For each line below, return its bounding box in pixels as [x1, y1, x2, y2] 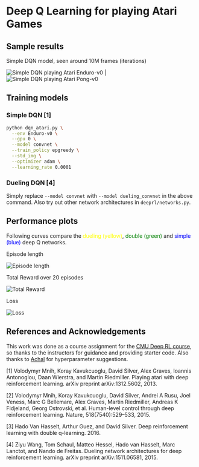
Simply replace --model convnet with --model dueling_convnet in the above [6, 192, 193, 199]
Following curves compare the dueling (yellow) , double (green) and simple [6, 232, 191, 240]
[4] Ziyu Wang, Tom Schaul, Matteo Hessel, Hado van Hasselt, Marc [6, 440, 175, 448]
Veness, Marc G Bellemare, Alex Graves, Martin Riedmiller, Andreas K [6, 398, 178, 405]
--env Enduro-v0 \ [11, 130, 58, 137]
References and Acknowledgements [6, 327, 146, 337]
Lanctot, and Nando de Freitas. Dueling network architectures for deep [6, 447, 182, 454]
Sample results [6, 41, 65, 51]
